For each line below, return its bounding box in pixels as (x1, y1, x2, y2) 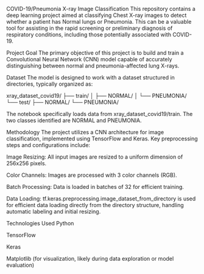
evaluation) (6, 261, 35, 269)
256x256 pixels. (6, 160, 47, 166)
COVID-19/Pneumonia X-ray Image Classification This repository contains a (6, 5, 196, 12)
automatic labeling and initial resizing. (6, 208, 101, 215)
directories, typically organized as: (6, 80, 93, 87)
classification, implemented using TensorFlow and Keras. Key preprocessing (6, 135, 198, 142)
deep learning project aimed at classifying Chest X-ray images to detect (6, 12, 187, 19)
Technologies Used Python (6, 220, 74, 227)
